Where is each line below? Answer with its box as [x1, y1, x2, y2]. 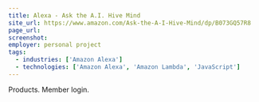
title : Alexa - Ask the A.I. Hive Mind [8, 11, 141, 20]
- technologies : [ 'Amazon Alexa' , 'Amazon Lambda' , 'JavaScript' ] [15, 63, 241, 71]
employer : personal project [8, 41, 102, 49]
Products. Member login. [8, 85, 90, 94]
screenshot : [8, 33, 48, 42]
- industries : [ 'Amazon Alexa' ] [15, 56, 124, 64]
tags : [8, 48, 26, 56]
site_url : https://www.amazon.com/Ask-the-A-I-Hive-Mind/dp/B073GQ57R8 [8, 19, 251, 27]
